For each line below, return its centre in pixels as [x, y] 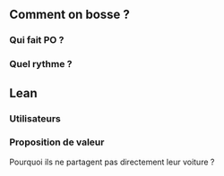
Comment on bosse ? [69, 15]
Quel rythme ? [41, 64]
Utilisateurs [35, 118]
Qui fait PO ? [37, 40]
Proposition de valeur [57, 142]
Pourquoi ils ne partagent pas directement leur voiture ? [112, 162]
